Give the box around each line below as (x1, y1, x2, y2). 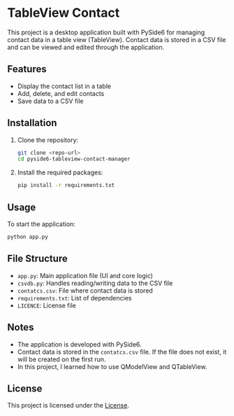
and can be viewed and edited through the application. (7, 43, 165, 51)
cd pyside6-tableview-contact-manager (17, 155, 131, 162)
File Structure (7, 253, 68, 265)
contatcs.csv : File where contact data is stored (17, 286, 154, 295)
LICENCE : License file (17, 301, 77, 310)
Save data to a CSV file (17, 97, 84, 105)
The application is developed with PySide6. (17, 340, 142, 348)
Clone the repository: (17, 135, 79, 144)
